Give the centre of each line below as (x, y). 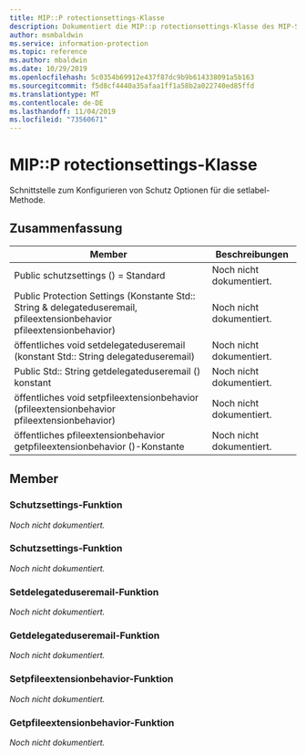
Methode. (27, 200)
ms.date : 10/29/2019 (49, 69)
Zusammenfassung (66, 229)
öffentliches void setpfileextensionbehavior (106, 397)
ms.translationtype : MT (55, 94)
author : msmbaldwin (46, 35)
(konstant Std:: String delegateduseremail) (105, 356)
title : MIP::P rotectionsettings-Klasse (87, 18)
